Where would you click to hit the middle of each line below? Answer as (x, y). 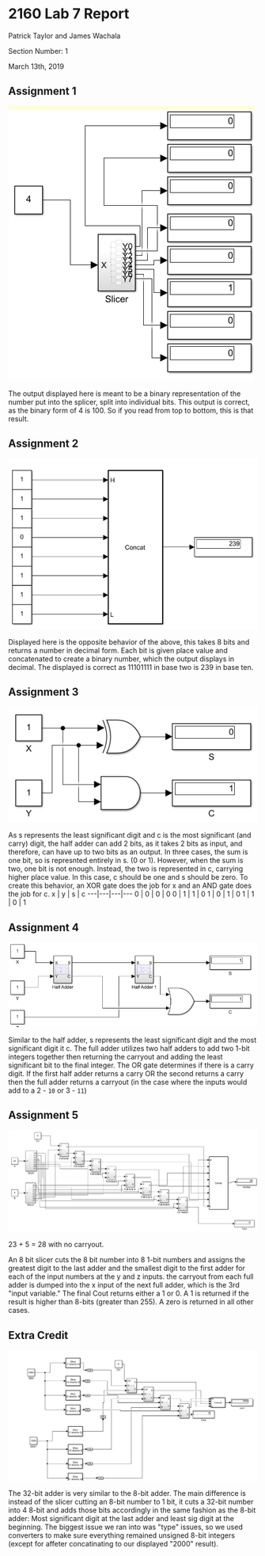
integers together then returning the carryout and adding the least (115, 1057)
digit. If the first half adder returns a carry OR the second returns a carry (126, 1073)
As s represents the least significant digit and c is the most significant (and (130, 835)
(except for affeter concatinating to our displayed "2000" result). (114, 1544)
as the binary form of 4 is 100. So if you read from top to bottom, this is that (131, 410)
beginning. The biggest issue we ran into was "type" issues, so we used (125, 1527)
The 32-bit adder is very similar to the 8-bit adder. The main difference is (127, 1493)
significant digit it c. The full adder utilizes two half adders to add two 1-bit (129, 1048)
